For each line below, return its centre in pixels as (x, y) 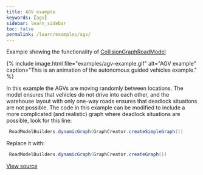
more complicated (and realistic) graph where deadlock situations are (93, 114)
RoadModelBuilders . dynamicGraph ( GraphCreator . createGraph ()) (88, 154)
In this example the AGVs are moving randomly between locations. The (95, 88)
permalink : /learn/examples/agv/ (49, 35)
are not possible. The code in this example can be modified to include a (96, 108)
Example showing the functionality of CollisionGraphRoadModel (86, 52)
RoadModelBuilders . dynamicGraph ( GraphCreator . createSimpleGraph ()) (96, 132)
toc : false (20, 29)
